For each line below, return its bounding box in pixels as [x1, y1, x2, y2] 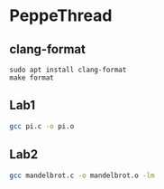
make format [9, 73, 54, 82]
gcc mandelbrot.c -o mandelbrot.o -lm [9, 171, 155, 180]
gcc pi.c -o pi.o [9, 121, 75, 131]
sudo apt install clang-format [9, 65, 127, 74]
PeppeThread [9, 5, 113, 26]
